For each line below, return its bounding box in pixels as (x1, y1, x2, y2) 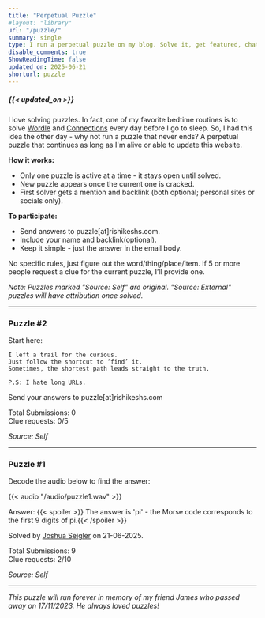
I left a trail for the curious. (8, 351, 118, 359)
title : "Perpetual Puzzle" (8, 11, 97, 20)
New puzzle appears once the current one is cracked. (19, 179, 195, 188)
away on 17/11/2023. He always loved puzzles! (8, 601, 159, 611)
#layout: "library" (8, 19, 73, 27)
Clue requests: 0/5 (8, 416, 69, 425)
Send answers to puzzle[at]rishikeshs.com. (19, 226, 160, 236)
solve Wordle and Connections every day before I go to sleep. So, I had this (8, 123, 253, 133)
